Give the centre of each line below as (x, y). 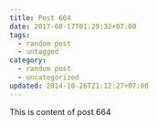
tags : (20, 35)
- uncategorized (48, 78)
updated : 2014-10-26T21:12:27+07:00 (79, 86)
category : (28, 60)
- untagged (38, 52)
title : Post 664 (40, 18)
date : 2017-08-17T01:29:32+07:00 (73, 26)
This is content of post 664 (60, 111)
